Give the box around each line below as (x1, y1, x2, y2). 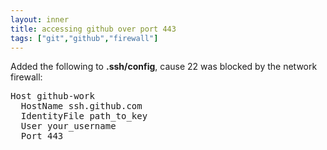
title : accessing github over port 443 (10, 24, 177, 34)
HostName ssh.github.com (20, 101, 143, 112)
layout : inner (10, 14, 70, 25)
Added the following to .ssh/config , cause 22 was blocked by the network (10, 61, 318, 73)
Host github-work (10, 91, 95, 102)
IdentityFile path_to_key (20, 111, 148, 122)
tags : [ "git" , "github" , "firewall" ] (10, 33, 159, 43)
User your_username (20, 121, 117, 132)
